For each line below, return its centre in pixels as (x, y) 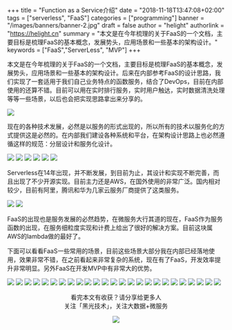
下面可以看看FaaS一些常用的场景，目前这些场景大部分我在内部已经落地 (108, 251)
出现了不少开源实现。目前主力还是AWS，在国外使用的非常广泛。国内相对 (117, 181)
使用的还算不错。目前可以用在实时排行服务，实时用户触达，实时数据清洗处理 (116, 90)
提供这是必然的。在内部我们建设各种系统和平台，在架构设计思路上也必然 (116, 135)
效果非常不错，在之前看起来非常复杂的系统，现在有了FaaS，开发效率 (117, 259)
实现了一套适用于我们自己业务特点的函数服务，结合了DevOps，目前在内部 (118, 81)
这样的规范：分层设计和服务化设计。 (64, 144)
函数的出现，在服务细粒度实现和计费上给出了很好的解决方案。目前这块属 (110, 228)
